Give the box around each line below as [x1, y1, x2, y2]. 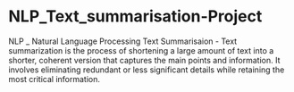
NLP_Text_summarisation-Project [8, 6, 263, 27]
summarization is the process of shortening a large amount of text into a [8, 45, 274, 55]
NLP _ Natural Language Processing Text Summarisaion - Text [8, 36, 238, 46]
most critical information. [8, 73, 100, 84]
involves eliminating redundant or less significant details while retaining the [8, 64, 285, 75]
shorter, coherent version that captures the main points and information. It [8, 54, 281, 65]
